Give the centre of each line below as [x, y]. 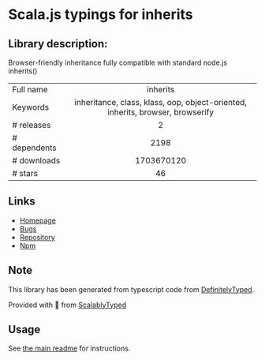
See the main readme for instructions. [69, 348]
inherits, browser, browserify [161, 112]
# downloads [36, 161]
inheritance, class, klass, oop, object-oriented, [160, 102]
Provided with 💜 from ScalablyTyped [67, 305]
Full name [30, 90]
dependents [34, 148]
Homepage [38, 220]
